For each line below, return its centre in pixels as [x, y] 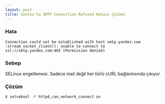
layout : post [19, 10]
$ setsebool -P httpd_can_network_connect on [53, 97]
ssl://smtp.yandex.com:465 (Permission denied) [55, 51]
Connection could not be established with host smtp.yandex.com [73, 42]
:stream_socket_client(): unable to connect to [55, 46]
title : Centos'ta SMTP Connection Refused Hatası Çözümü [65, 14]
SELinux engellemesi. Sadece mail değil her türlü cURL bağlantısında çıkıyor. [83, 74]
